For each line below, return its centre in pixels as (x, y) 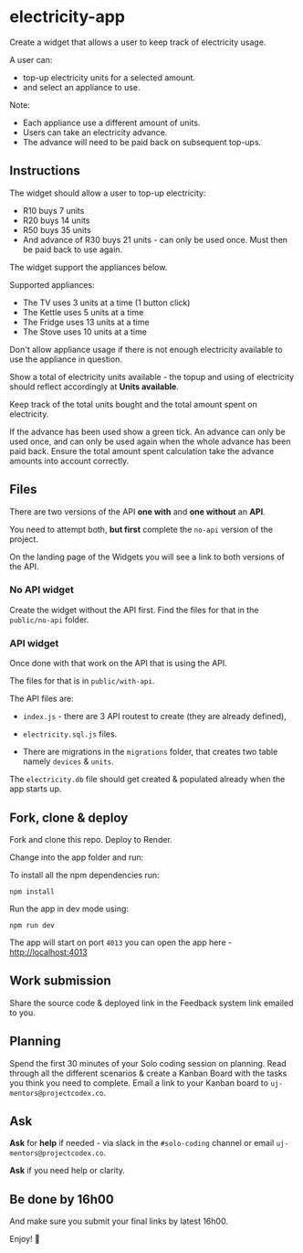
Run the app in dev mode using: (69, 908)
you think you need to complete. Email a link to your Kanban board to (139, 1083)
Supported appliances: (52, 284)
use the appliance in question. (66, 359)
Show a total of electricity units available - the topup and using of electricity (152, 377)
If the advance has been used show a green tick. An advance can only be (147, 431)
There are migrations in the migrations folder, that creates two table (150, 752)
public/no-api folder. (49, 620)
